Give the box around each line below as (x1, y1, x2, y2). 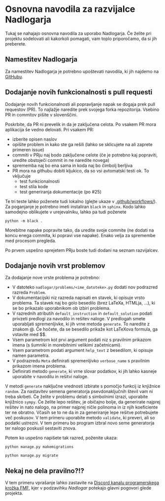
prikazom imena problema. (12, 363, 67, 369)
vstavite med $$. (12, 332, 47, 338)
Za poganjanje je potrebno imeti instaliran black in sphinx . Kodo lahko (5, 203, 146, 209)
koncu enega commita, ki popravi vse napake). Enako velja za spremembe (5, 232, 156, 238)
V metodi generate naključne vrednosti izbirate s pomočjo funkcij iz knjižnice (5, 383, 161, 389)
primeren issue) (12, 147, 44, 152)
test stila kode (19, 183, 48, 189)
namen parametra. (12, 352, 50, 358)
